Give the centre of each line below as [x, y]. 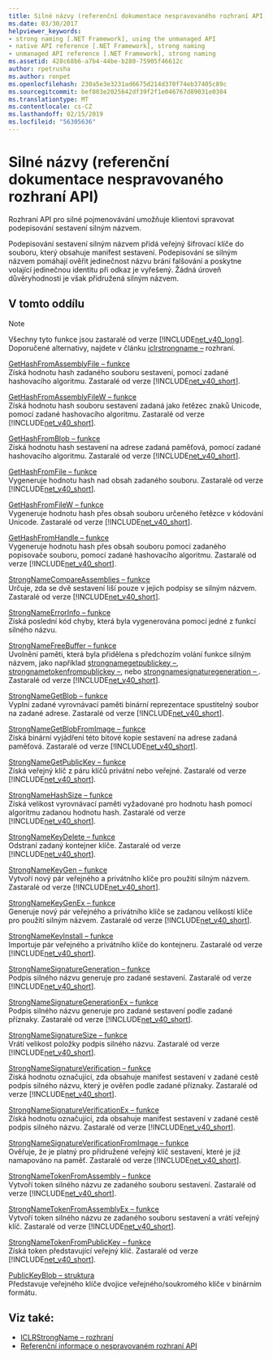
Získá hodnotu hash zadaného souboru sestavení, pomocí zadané [119, 372]
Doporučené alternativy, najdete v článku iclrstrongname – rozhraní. [122, 347]
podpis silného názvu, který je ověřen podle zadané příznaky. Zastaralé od [133, 1085]
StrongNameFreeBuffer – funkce [63, 645]
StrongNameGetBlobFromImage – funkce [77, 728]
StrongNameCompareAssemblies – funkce [79, 579]
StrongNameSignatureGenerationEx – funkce [83, 1002]
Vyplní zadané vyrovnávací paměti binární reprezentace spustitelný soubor [134, 704]
